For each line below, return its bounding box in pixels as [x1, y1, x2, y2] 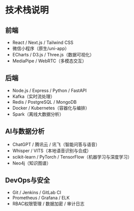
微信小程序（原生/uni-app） [12, 45, 69, 51]
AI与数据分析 [5, 127, 45, 136]
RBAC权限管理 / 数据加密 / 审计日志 [12, 201, 85, 207]
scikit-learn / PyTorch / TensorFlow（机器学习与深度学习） [12, 154, 133, 160]
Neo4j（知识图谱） [12, 160, 51, 166]
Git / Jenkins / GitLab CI [12, 190, 61, 196]
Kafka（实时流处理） [12, 93, 55, 99]
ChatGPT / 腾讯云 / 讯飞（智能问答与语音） [12, 141, 100, 147]
